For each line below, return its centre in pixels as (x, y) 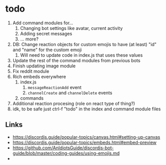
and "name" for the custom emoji (47, 50)
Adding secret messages (46, 33)
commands (32, 98)
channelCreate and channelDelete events (70, 93)
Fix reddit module (31, 71)
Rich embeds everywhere (39, 76)
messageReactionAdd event (55, 87)
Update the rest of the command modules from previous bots (76, 60)
